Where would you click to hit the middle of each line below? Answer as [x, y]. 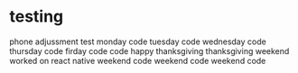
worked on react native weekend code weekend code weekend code [138, 60]
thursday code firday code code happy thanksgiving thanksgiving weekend [149, 50]
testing [37, 17]
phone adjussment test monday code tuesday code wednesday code [138, 41]
